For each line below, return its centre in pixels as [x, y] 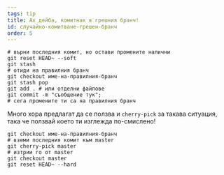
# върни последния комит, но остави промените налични [89, 52]
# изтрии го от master [40, 153]
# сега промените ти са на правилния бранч [72, 101]
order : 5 [20, 33]
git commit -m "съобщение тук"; [54, 95]
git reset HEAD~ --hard [42, 165]
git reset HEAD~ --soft [42, 59]
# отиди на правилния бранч [48, 70]
